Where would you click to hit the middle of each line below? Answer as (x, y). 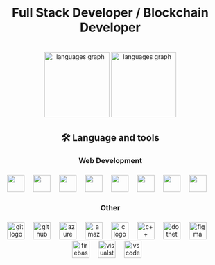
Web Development (110, 161)
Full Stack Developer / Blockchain (110, 13)
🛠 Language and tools (110, 138)
